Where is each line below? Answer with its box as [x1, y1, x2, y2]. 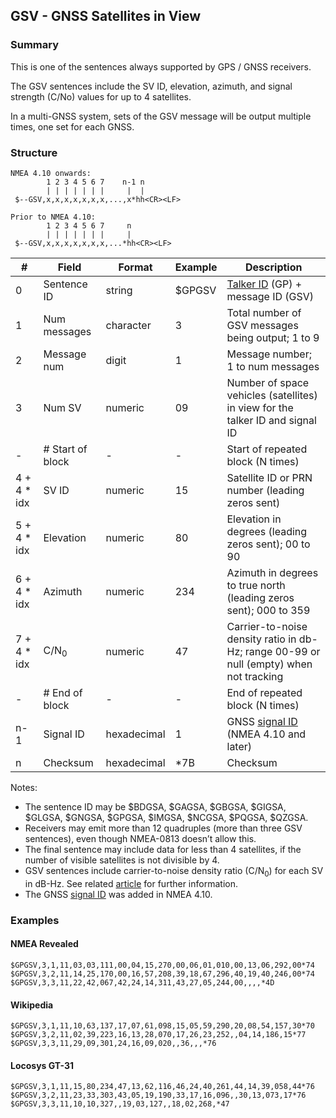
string [105, 283, 133, 297]
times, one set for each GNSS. [10, 120, 135, 133]
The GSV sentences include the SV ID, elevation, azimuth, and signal [10, 80, 293, 92]
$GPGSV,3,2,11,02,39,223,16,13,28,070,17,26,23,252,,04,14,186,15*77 [10, 1030, 307, 1040]
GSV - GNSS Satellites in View [10, 8, 202, 25]
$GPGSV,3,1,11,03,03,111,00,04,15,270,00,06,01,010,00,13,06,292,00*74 [10, 960, 315, 970]
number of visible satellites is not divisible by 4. [24, 854, 220, 866]
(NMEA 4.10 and [226, 727, 307, 741]
